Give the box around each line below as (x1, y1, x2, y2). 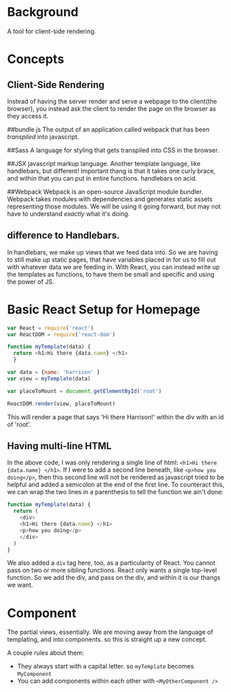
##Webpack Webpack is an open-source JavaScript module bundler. (7, 188, 203, 196)
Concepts (7, 51, 64, 67)
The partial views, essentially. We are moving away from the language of (7, 628, 214, 637)
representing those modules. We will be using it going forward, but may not (7, 202, 221, 210)
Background (7, 4, 79, 20)
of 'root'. (7, 420, 32, 428)
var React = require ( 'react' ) (7, 325, 94, 331)
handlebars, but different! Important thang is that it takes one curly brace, (7, 167, 216, 175)
